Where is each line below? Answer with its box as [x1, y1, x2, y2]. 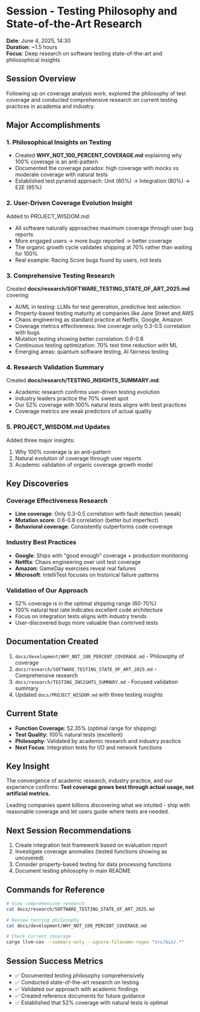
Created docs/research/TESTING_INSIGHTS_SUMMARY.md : [6, 377, 161, 384]
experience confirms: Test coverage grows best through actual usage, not [6, 783, 194, 791]
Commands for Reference [6, 885, 105, 895]
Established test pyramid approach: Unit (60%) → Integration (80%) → [14, 177, 190, 185]
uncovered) [14, 855, 44, 862]
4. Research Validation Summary [6, 363, 104, 372]
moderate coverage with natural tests [14, 171, 108, 179]
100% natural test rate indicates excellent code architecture [14, 606, 163, 613]
